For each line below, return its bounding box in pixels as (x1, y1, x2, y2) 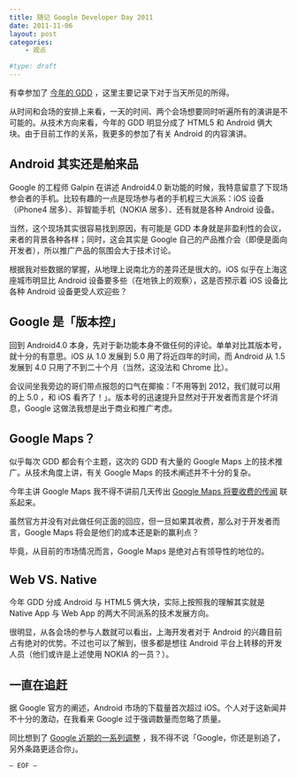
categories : (9, 37, 53, 47)
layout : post (9, 29, 57, 38)
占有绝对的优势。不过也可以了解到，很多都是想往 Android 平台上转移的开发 (9, 638, 283, 649)
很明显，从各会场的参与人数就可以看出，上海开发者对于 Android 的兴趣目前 (9, 626, 283, 638)
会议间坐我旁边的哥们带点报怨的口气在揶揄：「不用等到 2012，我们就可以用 (9, 380, 281, 391)
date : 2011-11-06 (9, 21, 73, 30)
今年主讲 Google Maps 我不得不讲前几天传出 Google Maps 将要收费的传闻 (9, 486, 278, 497)
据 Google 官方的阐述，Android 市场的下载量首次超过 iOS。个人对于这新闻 (9, 703, 280, 713)
